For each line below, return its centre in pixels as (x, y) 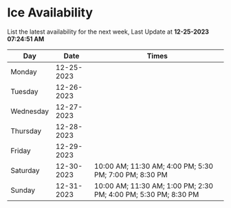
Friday (21, 150)
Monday (24, 71)
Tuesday (24, 91)
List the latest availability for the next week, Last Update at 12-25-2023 (108, 32)
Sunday (23, 190)
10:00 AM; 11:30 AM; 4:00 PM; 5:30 (154, 166)
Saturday (25, 170)
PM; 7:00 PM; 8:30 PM (131, 174)
